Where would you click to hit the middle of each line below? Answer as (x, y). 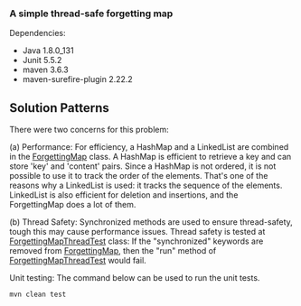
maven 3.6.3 (46, 70)
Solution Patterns (60, 108)
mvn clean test (38, 295)
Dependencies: (38, 33)
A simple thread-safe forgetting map (91, 14)
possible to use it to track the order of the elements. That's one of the (139, 176)
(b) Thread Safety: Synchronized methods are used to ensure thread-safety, (151, 222)
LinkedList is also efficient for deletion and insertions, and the (124, 195)
